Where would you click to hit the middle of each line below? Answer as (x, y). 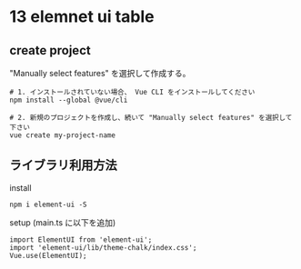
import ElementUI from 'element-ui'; (81, 239)
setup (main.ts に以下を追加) (63, 222)
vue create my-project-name (63, 135)
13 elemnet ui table (82, 17)
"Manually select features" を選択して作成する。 (100, 73)
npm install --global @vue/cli (69, 100)
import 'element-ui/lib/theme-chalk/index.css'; (103, 247)
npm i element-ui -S (49, 204)
